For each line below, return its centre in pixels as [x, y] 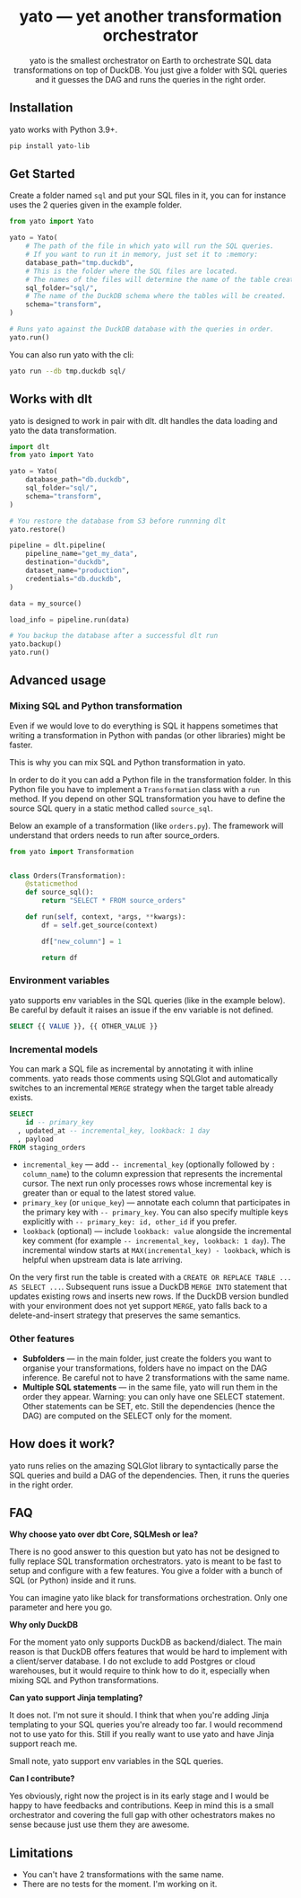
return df [60, 958]
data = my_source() [46, 604]
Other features [42, 1338]
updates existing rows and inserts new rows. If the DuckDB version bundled [149, 1296]
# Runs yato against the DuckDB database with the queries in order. [142, 330]
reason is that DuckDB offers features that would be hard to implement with [149, 1652]
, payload [35, 1139]
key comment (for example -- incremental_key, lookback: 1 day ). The [154, 1240]
